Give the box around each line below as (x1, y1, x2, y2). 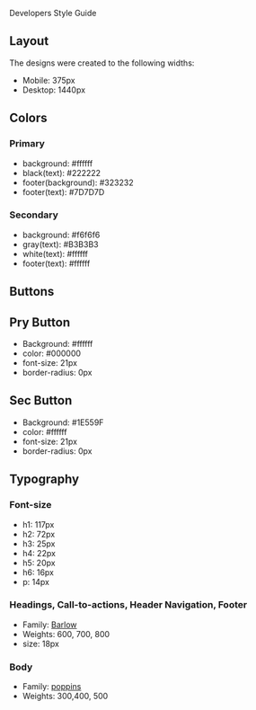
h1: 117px (22, 519, 55, 529)
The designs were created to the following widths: (9, 58, 195, 68)
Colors (9, 111, 48, 126)
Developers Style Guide (9, 8, 97, 18)
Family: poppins (22, 681, 82, 692)
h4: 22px (22, 547, 57, 558)
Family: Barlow (22, 619, 78, 630)
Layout (9, 33, 49, 49)
